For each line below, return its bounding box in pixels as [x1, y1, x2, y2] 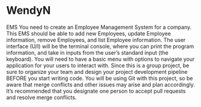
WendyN [6, 4, 51, 17]
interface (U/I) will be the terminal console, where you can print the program [6, 43, 194, 50]
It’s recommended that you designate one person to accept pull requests [6, 87, 186, 94]
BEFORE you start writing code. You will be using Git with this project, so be [6, 75, 193, 82]
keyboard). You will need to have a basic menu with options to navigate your [6, 55, 195, 63]
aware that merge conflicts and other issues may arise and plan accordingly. [6, 81, 195, 88]
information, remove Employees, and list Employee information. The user [6, 36, 186, 43]
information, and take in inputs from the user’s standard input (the [6, 49, 169, 56]
